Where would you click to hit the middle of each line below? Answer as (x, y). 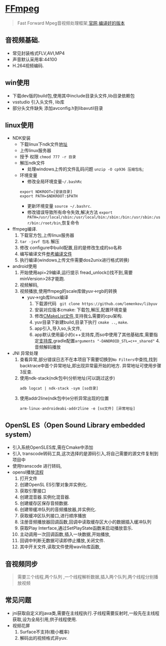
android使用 (25, 266)
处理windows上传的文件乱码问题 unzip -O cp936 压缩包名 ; (85, 169)
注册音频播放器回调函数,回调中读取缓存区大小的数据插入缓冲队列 (85, 522)
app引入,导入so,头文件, (58, 328)
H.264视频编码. (28, 66)
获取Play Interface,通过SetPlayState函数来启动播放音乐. (76, 528)
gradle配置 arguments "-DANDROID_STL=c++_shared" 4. (107, 341)
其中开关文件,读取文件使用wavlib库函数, (60, 547)
